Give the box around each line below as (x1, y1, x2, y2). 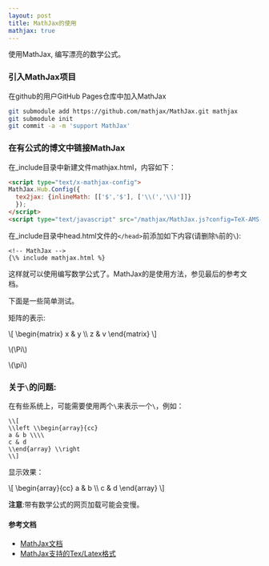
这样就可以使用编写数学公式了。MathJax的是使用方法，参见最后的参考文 (8, 269, 247, 279)
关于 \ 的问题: (8, 381, 57, 392)
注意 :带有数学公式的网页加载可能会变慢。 (8, 500, 144, 509)
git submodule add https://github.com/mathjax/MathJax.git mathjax (8, 107, 239, 115)
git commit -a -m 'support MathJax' (8, 122, 130, 130)
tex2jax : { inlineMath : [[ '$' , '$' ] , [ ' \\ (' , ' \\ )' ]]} (15, 193, 192, 201)
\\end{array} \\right (8, 445, 81, 453)
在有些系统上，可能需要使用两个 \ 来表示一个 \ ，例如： (8, 401, 184, 411)
